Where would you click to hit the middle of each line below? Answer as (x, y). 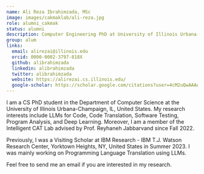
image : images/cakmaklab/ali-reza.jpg (55, 18)
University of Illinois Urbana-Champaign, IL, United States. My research (96, 109)
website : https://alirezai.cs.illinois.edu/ (69, 79)
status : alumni (25, 29)
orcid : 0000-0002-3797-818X (47, 57)
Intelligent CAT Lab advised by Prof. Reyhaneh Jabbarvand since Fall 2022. (100, 128)
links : (15, 46)
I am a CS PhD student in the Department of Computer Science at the (93, 102)
